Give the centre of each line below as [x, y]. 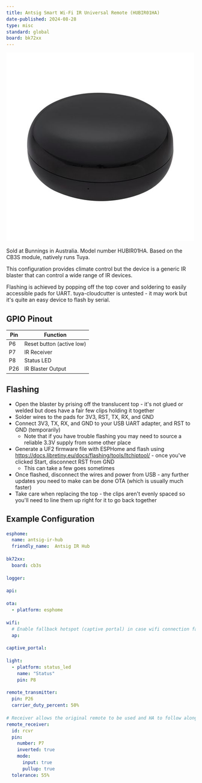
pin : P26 [23, 699]
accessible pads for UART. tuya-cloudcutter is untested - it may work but [97, 294]
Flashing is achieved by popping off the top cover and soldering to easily [96, 287]
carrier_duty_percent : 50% [45, 705]
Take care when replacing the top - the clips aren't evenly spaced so [100, 494]
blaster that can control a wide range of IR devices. [69, 275]
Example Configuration [50, 519]
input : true [37, 763]
